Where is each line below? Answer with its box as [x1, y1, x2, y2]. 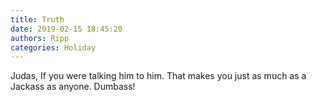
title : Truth [10, 14, 65, 25]
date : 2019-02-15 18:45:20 [10, 24, 123, 34]
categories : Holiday [10, 42, 97, 53]
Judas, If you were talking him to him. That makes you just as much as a [10, 70, 307, 82]
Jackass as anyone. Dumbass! [10, 81, 136, 93]
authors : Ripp [10, 33, 70, 43]
